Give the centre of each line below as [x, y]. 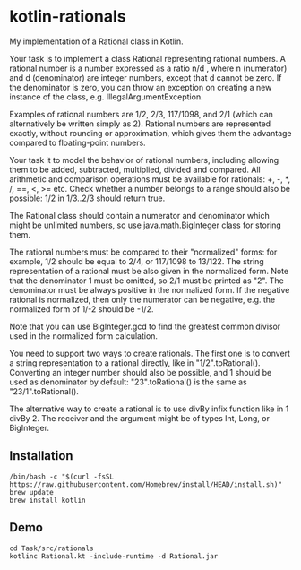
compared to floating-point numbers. [77, 142]
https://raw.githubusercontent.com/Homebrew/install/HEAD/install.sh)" [146, 484]
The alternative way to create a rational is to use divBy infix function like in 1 [149, 409]
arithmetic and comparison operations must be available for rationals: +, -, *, [150, 179]
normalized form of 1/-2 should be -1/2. [82, 309]
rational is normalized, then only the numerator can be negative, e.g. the [142, 299]
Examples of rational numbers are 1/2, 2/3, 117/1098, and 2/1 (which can [141, 114]
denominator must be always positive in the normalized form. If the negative [150, 289]
